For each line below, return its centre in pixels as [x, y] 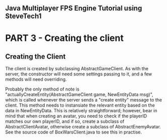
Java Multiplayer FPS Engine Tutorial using [74, 8]
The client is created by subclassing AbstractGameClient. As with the [77, 69]
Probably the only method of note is [42, 89]
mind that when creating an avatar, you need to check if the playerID [76, 116]
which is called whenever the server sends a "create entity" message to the [84, 100]
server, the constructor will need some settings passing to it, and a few [79, 74]
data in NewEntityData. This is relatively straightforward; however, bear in [81, 111]
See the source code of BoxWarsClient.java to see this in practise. [74, 132]
